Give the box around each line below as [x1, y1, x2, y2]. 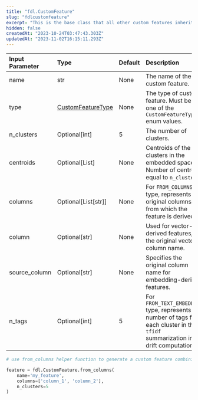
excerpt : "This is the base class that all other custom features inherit [6, 19, 194, 25]
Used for [145, 222, 170, 230]
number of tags [145, 313, 189, 322]
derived [145, 229, 167, 237]
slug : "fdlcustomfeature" [6, 14, 70, 20]
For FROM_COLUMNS [145, 183, 193, 191]
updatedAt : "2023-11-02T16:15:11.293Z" [6, 36, 104, 42]
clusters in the [145, 151, 185, 159]
